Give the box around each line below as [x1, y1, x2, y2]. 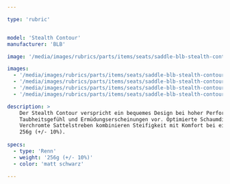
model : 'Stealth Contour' [7, 34, 81, 41]
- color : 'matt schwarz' [13, 160, 84, 168]
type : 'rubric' [7, 16, 51, 23]
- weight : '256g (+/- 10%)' [13, 154, 94, 161]
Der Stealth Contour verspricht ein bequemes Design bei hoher [19, 109, 204, 116]
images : [7, 66, 29, 73]
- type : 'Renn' [13, 148, 57, 155]
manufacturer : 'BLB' [7, 40, 66, 48]
